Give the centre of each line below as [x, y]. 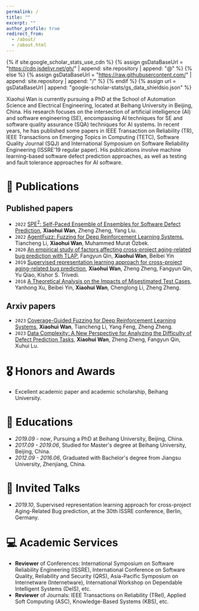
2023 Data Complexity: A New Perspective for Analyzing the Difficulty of [103, 333]
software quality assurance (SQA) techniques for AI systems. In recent [93, 124]
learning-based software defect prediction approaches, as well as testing [97, 156]
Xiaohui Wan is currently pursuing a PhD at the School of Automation [91, 99]
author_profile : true [33, 28]
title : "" [19, 17]
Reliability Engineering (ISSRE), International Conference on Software [100, 570]
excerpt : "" [21, 23]
